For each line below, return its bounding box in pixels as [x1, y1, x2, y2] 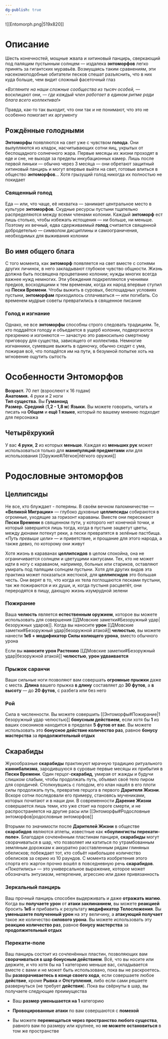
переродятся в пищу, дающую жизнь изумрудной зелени [5, 587, 128, 593]
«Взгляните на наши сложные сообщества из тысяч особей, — [5, 86, 140, 92]
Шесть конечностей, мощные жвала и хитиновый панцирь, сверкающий [5, 55, 160, 61]
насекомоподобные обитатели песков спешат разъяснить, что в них [5, 71, 152, 77]
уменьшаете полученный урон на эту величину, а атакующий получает [5, 911, 163, 917]
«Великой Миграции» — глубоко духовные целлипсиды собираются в [5, 509, 159, 515]
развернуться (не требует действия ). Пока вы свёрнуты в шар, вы [5, 982, 148, 989]
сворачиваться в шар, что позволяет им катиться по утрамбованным [5, 839, 154, 845]
